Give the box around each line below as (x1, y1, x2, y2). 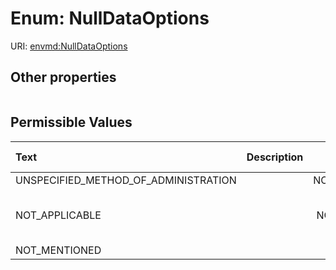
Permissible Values (10, 114, 133, 131)
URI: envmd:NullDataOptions (10, 40, 128, 52)
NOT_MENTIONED (15, 243, 102, 257)
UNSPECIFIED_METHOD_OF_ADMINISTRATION (15, 173, 237, 187)
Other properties (10, 69, 117, 86)
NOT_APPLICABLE (15, 208, 102, 222)
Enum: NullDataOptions (10, 7, 210, 30)
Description (246, 150, 304, 164)
